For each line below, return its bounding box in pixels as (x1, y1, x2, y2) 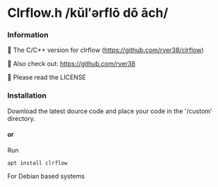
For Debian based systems (7, 172, 85, 180)
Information (7, 30, 49, 40)
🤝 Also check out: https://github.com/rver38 (7, 60, 135, 68)
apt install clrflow (7, 160, 68, 167)
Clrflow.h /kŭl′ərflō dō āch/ (7, 5, 169, 21)
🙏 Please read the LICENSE (7, 73, 87, 82)
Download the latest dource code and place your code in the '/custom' (7, 107, 213, 115)
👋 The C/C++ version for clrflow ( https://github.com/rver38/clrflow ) (7, 46, 205, 54)
